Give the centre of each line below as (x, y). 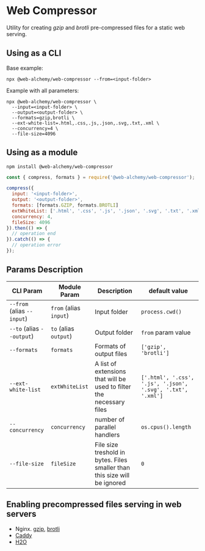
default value (168, 291)
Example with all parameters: (43, 90)
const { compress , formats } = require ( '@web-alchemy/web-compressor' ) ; (101, 177)
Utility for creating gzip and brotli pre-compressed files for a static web (95, 27)
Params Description (45, 270)
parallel (105, 427)
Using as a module (42, 152)
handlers (107, 434)
